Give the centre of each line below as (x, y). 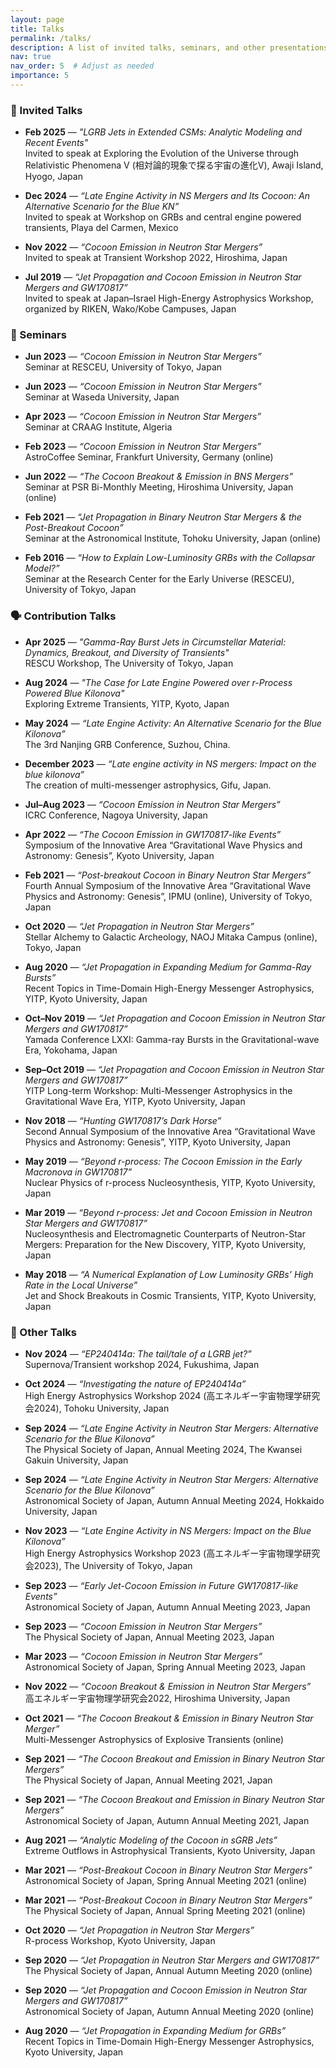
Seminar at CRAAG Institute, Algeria (98, 427)
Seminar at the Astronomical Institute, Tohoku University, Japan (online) (173, 538)
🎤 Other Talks (44, 1332)
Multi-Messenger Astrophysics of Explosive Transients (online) (154, 1740)
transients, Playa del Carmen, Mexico (101, 228)
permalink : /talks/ (51, 38)
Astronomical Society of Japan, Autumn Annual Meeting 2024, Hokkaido (174, 1501)
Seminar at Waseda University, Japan (102, 397)
